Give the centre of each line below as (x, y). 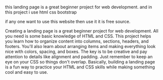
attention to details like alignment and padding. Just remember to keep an (79, 57)
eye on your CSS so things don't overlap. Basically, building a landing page (80, 62)
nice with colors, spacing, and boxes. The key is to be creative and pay (76, 51)
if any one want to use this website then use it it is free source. (68, 22)
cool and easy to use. (27, 72)
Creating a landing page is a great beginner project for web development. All (82, 31)
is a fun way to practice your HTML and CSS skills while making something (80, 67)
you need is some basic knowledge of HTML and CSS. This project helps (78, 36)
